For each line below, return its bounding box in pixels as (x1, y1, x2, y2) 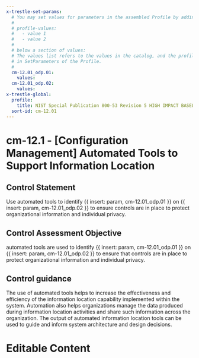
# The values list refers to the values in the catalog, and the (11, 53, 176, 59)
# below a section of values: (11, 47, 86, 53)
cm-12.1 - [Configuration (6, 134, 129, 147)
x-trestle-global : (6, 91, 52, 97)
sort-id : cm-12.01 (11, 108, 57, 114)
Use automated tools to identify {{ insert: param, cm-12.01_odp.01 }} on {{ (6, 198, 185, 205)
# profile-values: (11, 25, 57, 31)
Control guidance (6, 274, 72, 284)
